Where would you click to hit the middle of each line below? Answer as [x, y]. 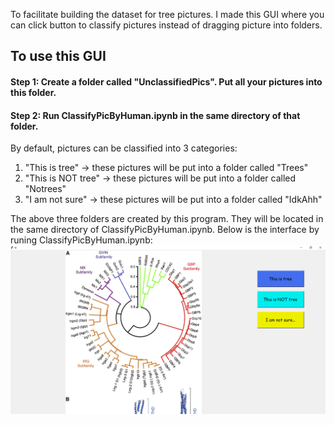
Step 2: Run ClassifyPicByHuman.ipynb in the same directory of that [155, 115]
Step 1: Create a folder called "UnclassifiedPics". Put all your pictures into [166, 81]
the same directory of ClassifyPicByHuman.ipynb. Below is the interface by [165, 230]
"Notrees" [45, 189]
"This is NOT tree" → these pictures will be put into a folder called [160, 178]
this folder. [33, 92]
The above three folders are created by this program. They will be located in [167, 219]
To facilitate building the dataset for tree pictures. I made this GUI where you [167, 14]
